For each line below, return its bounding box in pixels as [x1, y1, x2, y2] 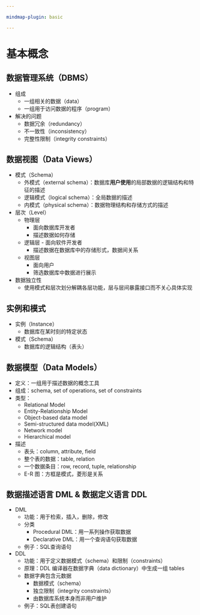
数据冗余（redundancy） [23, 120, 86, 127]
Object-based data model [23, 414, 88, 421]
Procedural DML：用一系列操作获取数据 [32, 528, 131, 535]
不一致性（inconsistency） [23, 127, 90, 135]
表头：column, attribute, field [23, 448, 96, 455]
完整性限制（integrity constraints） [23, 135, 111, 142]
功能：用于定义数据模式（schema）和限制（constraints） [23, 557, 166, 564]
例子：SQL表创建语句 [23, 602, 77, 609]
